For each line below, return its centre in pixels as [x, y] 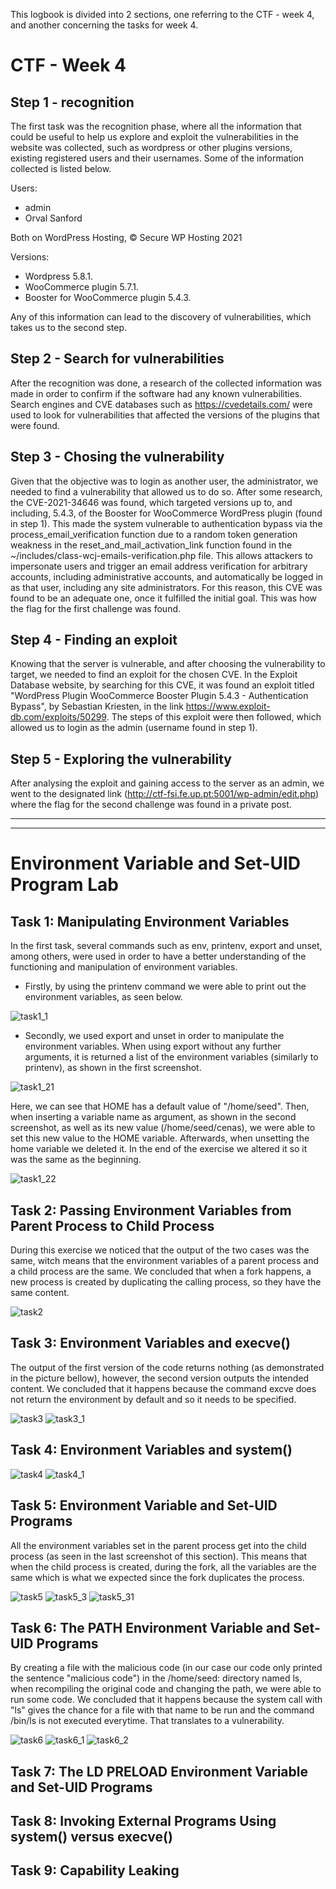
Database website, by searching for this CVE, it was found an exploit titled [162, 685]
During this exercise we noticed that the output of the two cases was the [160, 1250]
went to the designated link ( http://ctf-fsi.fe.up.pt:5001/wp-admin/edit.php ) [165, 794]
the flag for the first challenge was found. [96, 608]
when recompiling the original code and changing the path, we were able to [166, 1689]
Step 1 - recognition [72, 102]
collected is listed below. [61, 168]
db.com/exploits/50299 [58, 717]
